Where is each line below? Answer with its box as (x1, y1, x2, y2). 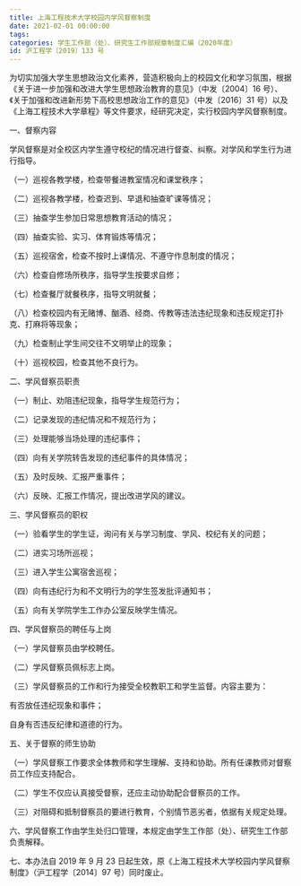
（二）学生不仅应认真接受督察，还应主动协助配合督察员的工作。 (9, 787, 245, 798)
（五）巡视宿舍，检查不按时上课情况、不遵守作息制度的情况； (9, 250, 237, 261)
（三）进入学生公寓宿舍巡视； (9, 567, 119, 578)
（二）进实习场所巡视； (9, 548, 96, 559)
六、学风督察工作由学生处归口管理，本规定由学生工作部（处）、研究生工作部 (9, 826, 288, 837)
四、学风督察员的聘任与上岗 (9, 624, 112, 635)
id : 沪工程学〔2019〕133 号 (9, 47, 105, 56)
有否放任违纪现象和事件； (9, 700, 104, 711)
